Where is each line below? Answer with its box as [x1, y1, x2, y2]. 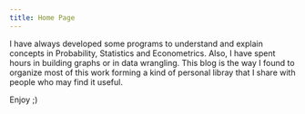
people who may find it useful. [9, 76, 123, 87]
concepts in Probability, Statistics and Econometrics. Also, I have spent [9, 47, 276, 59]
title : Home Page [9, 13, 76, 23]
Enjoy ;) [9, 94, 38, 105]
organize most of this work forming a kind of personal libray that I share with [9, 67, 296, 78]
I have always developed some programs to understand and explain [9, 38, 264, 49]
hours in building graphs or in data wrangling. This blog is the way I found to [9, 57, 295, 68]
